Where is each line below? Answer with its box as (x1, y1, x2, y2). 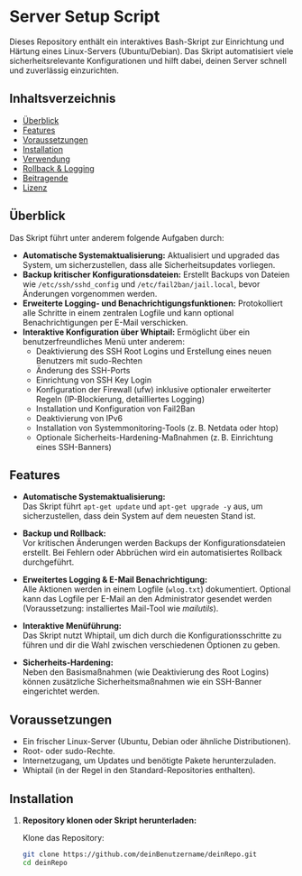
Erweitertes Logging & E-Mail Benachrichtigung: (22, 575, 208, 586)
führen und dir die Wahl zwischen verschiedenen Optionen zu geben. (22, 640, 281, 650)
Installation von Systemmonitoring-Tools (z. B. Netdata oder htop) (35, 422, 279, 433)
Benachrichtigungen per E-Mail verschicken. (22, 317, 188, 327)
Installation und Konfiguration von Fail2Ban (35, 403, 196, 414)
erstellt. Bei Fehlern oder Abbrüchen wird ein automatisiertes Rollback (22, 548, 282, 558)
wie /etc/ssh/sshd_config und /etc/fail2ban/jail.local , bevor (22, 278, 261, 290)
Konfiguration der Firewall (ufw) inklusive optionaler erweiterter (35, 383, 272, 394)
